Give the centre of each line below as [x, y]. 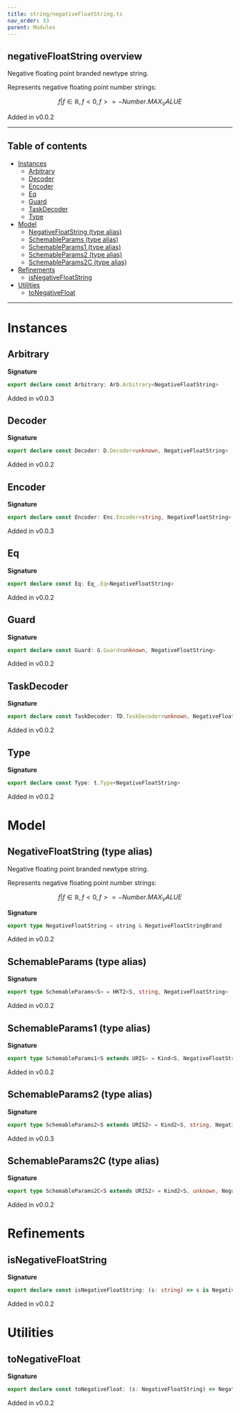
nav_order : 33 [29, 21]
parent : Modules [31, 27]
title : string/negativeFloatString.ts [65, 14]
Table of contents [47, 146]
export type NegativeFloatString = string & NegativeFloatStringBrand [115, 926]
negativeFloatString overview [75, 56]
